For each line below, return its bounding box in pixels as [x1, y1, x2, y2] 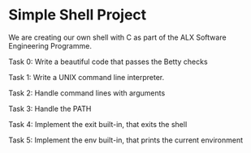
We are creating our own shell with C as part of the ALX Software [8, 32, 227, 42]
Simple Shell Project [8, 6, 147, 24]
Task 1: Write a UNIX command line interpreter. [8, 72, 165, 82]
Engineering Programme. [8, 40, 92, 50]
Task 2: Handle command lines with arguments [8, 87, 166, 98]
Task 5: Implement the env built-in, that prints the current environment [8, 135, 244, 145]
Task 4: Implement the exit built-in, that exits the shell [8, 119, 188, 129]
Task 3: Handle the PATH [8, 104, 92, 113]
